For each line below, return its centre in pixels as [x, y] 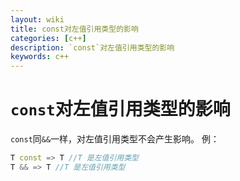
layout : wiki [37, 19]
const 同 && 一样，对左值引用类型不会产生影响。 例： [115, 139]
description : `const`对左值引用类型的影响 [92, 47]
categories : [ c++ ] [48, 38]
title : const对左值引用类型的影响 [74, 29]
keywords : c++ [40, 57]
